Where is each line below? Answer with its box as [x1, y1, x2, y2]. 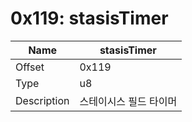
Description [15, 93, 70, 107]
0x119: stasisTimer [10, 7, 169, 30]
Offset [15, 60, 45, 74]
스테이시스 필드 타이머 [79, 94, 178, 108]
